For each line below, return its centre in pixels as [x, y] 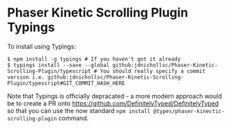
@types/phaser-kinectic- [189, 111]
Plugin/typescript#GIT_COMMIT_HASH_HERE [66, 83]
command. [74, 118]
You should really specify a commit [153, 71]
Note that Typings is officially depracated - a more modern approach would [115, 96]
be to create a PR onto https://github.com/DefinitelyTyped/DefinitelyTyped [113, 103]
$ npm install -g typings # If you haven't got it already [94, 59]
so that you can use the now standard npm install [79, 110]
